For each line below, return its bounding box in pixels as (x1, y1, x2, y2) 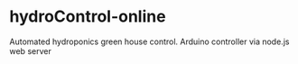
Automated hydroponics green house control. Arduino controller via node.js (9, 36, 290, 47)
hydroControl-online (9, 6, 166, 27)
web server (9, 45, 51, 56)
